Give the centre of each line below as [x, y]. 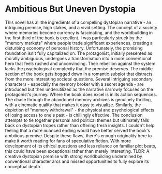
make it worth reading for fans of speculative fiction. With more [68, 141]
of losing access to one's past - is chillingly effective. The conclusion [74, 115]
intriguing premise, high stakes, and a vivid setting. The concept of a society [81, 27]
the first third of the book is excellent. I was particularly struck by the [74, 38]
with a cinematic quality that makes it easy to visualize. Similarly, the [73, 105]
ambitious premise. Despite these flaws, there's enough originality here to [79, 135]
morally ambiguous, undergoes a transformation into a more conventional [78, 58]
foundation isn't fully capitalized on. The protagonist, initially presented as [79, 53]
